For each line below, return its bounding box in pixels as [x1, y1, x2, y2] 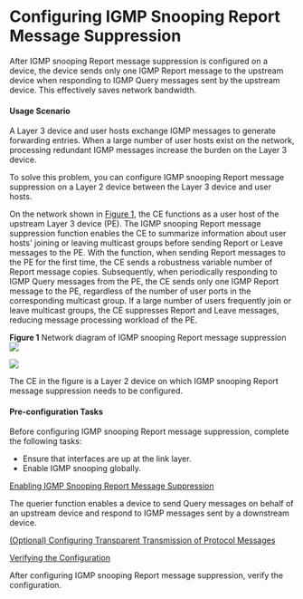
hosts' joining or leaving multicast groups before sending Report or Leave [9, 237, 283, 248]
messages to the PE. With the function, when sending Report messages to [9, 247, 287, 258]
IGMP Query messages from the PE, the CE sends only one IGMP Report [9, 276, 279, 287]
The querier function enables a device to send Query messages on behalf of [9, 498, 294, 509]
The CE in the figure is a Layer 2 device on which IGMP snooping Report [9, 376, 279, 387]
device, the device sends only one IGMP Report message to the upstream [9, 65, 284, 76]
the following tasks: [9, 436, 82, 447]
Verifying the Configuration [9, 553, 111, 564]
